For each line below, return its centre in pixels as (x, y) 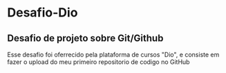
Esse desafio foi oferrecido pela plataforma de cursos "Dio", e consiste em (113, 54)
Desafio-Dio (43, 13)
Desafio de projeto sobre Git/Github (85, 38)
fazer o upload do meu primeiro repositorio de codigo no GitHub (98, 62)
